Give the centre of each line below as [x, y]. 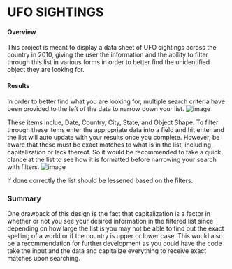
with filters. [23, 167]
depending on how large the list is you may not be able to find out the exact [116, 228]
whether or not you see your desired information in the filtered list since [110, 221]
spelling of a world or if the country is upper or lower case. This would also [115, 235]
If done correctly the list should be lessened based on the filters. [100, 180]
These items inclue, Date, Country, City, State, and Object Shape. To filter [113, 122]
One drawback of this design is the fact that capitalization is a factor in [109, 213]
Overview [22, 31]
